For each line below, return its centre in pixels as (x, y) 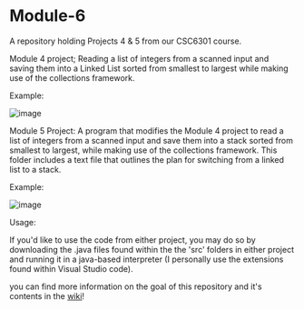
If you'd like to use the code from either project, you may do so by (132, 240)
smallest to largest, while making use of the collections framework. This (143, 150)
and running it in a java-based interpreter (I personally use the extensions (147, 259)
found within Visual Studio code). (71, 268)
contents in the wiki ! (47, 295)
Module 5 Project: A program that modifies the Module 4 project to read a (147, 130)
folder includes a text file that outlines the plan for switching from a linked (147, 159)
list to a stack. (35, 169)
